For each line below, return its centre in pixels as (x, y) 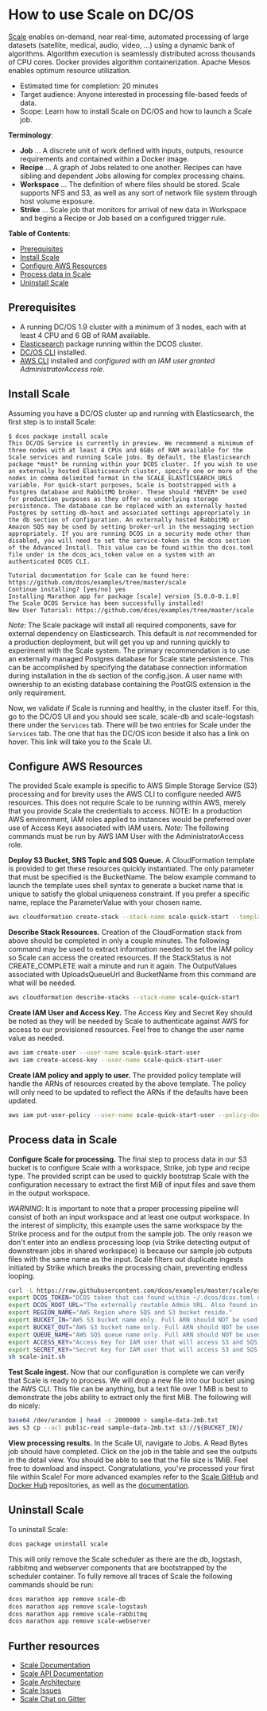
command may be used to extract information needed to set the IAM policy (131, 949)
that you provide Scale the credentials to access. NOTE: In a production (125, 811)
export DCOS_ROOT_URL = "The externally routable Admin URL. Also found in (133, 1306)
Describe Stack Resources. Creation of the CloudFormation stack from (125, 933)
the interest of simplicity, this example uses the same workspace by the (125, 1225)
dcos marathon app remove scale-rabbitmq (78, 1614)
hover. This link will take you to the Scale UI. (80, 742)
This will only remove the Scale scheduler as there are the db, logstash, (125, 1559)
